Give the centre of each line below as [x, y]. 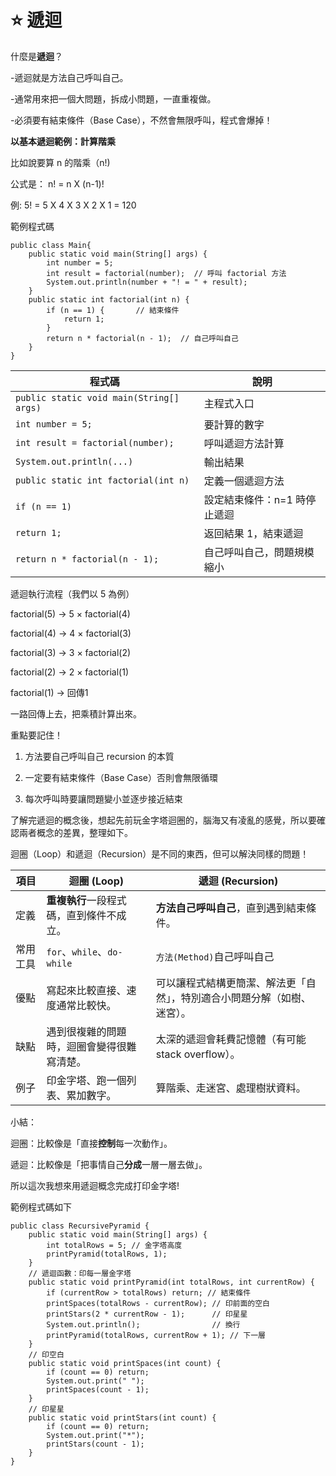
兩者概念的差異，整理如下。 [75, 832]
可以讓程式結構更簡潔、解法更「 [231, 983]
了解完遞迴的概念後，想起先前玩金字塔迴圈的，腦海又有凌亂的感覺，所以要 [163, 820]
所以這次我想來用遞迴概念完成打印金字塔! [95, 1185]
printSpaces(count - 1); [98, 1389]
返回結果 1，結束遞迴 [253, 533]
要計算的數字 [234, 424]
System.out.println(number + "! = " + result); [147, 282]
